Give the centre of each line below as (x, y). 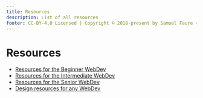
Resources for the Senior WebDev (57, 82)
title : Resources (28, 12)
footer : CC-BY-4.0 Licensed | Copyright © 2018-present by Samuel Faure (100, 23)
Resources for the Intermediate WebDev (65, 76)
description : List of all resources (52, 17)
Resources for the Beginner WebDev (60, 69)
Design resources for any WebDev (58, 88)
